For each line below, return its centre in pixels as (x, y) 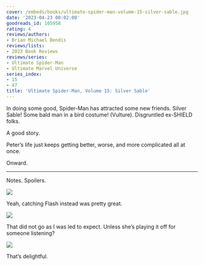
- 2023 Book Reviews (32, 52)
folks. (13, 121)
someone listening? (31, 233)
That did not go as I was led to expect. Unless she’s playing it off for (91, 227)
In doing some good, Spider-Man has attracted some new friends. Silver (97, 108)
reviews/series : (27, 57)
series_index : (24, 74)
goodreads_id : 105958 (34, 23)
